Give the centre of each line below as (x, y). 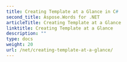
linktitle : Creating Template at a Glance (60, 28)
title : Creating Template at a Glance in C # (62, 12)
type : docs (20, 39)
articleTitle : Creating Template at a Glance (63, 22)
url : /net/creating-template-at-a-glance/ (60, 50)
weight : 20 (20, 45)
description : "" (26, 34)
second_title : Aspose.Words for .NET (53, 17)
